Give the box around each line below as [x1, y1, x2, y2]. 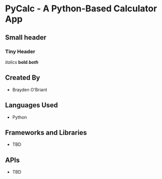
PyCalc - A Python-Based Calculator [5, 3, 158, 14]
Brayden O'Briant [12, 87, 47, 92]
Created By [5, 74, 40, 82]
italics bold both [5, 59, 38, 65]
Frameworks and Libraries [5, 128, 87, 136]
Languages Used [5, 101, 58, 109]
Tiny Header [5, 48, 35, 55]
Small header [5, 33, 47, 42]
